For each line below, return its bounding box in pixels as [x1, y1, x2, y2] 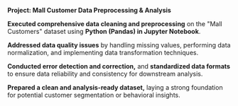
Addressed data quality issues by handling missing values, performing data [7, 41, 231, 49]
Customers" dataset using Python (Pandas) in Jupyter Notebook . [7, 28, 201, 35]
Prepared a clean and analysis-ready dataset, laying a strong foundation [7, 83, 223, 91]
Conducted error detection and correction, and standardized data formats [7, 62, 231, 70]
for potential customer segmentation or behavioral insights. [7, 91, 180, 99]
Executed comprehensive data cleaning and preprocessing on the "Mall [7, 20, 222, 28]
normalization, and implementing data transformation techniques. [7, 49, 199, 57]
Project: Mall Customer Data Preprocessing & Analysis [7, 6, 172, 14]
